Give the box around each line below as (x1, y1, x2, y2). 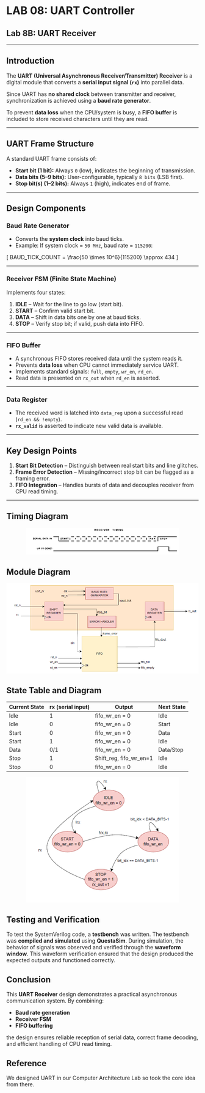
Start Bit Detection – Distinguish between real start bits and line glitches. (15, 462, 199, 469)
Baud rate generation (15, 1009, 70, 1017)
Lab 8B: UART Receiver (6, 28, 96, 39)
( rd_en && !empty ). (15, 416, 62, 423)
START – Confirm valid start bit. (15, 307, 95, 314)
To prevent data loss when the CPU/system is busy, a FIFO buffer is (6, 108, 178, 116)
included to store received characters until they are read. (6, 115, 149, 122)
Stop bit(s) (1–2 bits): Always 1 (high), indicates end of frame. (15, 180, 171, 187)
